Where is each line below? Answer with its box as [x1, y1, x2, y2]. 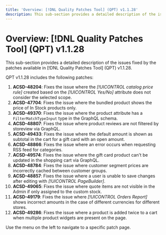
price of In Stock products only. [12, 105, 77, 111]
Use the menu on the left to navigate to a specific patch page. [5, 225, 131, 231]
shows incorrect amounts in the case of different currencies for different [12, 199, 160, 205]
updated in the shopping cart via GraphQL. [12, 157, 100, 163]
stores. [12, 204, 27, 210]
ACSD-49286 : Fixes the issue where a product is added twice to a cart [12, 210, 158, 216]
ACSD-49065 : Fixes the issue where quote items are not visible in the [12, 183, 155, 190]
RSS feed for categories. [12, 147, 63, 153]
